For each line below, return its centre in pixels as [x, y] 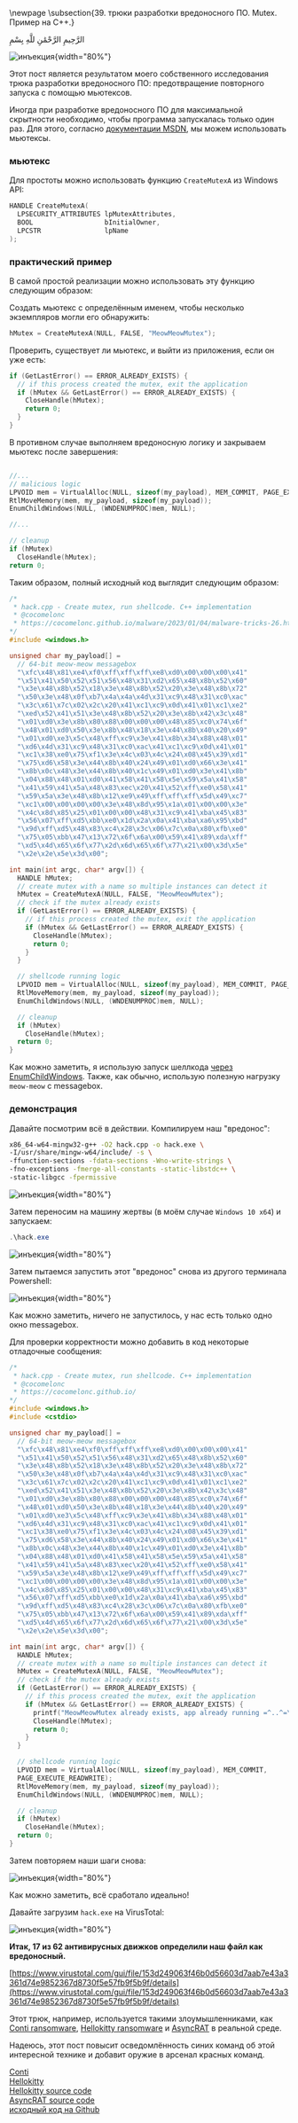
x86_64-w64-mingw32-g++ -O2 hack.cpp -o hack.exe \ [106, 1144]
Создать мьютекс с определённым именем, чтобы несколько [127, 307]
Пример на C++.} [42, 22]
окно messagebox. [44, 1324]
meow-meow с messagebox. [56, 1086]
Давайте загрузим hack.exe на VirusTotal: [87, 1912]
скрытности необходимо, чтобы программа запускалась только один [142, 119]
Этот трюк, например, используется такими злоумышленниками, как [141, 2018]
